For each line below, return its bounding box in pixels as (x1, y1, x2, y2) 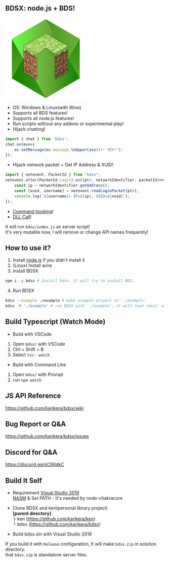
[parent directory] (12, 511, 52, 517)
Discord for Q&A (5, 448, 58, 457)
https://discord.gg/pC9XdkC (5, 461, 64, 467)
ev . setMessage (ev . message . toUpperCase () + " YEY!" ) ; (14, 147, 123, 152)
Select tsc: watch (12, 351, 50, 358)
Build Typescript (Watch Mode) (5, 317, 106, 326)
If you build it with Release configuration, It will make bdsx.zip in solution (5, 541, 157, 547)
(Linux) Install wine (12, 262, 52, 269)
